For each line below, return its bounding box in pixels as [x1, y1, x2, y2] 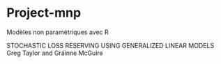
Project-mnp [6, 5, 82, 21]
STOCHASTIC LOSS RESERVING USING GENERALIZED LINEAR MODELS [6, 41, 215, 49]
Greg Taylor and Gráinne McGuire [6, 49, 103, 57]
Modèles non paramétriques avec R [6, 28, 109, 36]
